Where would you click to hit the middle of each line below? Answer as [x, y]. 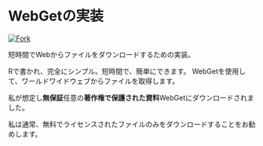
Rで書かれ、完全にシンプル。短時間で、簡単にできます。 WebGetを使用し [127, 71]
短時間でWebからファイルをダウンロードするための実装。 [101, 54]
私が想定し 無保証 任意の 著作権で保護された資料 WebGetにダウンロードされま [131, 97]
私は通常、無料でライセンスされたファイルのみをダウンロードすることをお [128, 124]
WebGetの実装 [56, 16]
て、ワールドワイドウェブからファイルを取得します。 [93, 81]
